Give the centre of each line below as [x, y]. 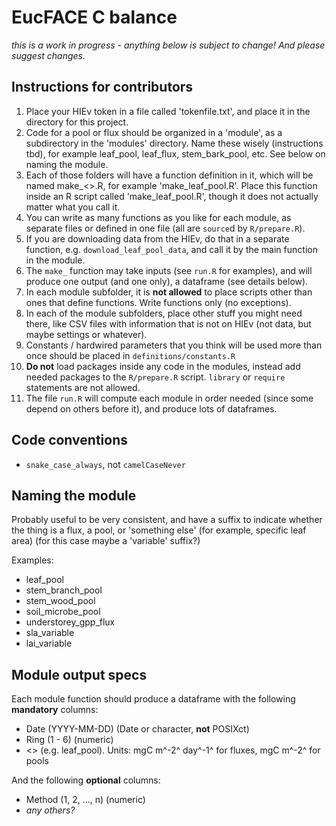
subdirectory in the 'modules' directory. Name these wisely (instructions [174, 143]
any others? [50, 810]
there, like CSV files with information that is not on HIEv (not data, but [168, 323]
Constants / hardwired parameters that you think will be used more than [174, 345]
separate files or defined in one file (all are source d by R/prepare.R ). [165, 228]
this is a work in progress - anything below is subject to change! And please [168, 45]
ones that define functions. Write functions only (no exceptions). [158, 302]
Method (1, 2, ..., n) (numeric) [85, 800]
